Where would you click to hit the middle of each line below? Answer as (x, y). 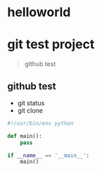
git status (31, 103)
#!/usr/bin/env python (40, 123)
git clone (30, 110)
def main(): (25, 136)
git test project (51, 45)
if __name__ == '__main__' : (49, 156)
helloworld (39, 12)
